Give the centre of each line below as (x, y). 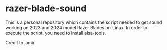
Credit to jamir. (21, 42)
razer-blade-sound (46, 9)
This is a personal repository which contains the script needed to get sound (84, 22)
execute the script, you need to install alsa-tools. (56, 33)
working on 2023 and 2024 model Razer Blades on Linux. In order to (76, 27)
